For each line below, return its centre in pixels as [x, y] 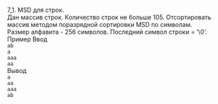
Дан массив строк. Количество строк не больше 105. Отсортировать [109, 17]
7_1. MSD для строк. [36, 10]
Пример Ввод [27, 39]
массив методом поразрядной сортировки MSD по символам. [100, 24]
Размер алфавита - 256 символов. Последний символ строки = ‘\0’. [107, 32]
